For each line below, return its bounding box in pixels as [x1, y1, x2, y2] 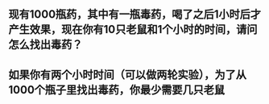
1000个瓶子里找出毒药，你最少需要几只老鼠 [8, 83, 226, 97]
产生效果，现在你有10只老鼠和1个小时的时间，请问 [8, 23, 258, 36]
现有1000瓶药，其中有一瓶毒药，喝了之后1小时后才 [8, 7, 262, 22]
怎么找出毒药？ [8, 38, 83, 52]
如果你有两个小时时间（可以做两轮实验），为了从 [8, 68, 247, 81]
